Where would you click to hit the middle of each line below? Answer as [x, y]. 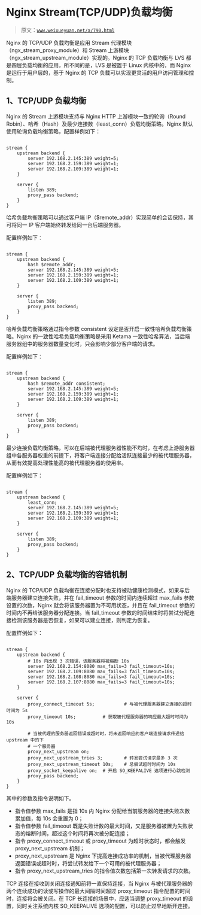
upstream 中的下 [25, 740]
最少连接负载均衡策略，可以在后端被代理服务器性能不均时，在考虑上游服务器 [100, 448]
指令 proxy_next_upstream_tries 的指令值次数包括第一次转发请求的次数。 [104, 871]
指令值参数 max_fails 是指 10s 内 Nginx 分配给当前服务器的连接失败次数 [102, 811]
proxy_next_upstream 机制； [50, 848]
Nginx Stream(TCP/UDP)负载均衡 [89, 12]
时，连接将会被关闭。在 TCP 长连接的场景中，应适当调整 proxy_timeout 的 [97, 898]
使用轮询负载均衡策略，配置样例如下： [53, 131]
